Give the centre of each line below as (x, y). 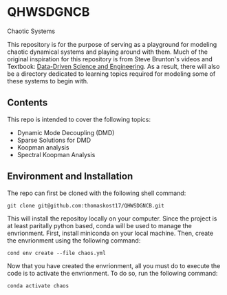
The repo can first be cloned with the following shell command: (97, 193)
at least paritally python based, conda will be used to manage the (100, 225)
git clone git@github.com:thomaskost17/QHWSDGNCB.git (86, 205)
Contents (28, 103)
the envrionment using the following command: (74, 240)
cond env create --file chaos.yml (57, 253)
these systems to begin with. (48, 81)
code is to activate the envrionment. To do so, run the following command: (112, 273)
